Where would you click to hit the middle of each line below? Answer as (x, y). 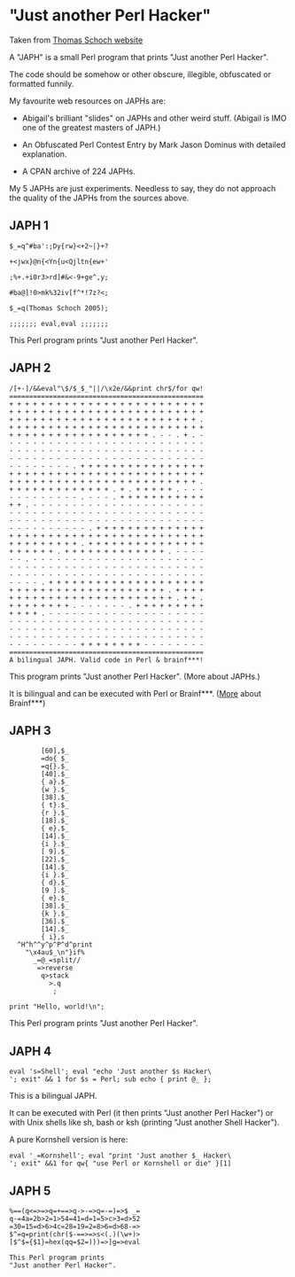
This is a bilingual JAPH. (53, 1096)
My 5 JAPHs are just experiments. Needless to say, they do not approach (143, 188)
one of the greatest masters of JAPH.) (91, 127)
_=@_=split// (57, 961)
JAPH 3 (30, 731)
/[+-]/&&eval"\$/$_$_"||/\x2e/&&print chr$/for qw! (106, 388)
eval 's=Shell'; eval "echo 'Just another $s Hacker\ (111, 1072)
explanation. (44, 154)
